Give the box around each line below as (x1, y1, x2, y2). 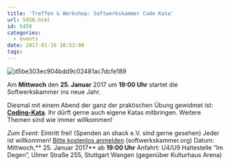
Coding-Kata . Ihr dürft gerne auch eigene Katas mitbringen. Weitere (7, 108, 202, 117)
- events (13, 36, 39, 43)
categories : (7, 29, 41, 36)
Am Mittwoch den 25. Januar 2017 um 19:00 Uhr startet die (7, 80, 178, 88)
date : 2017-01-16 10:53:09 (7, 42, 85, 49)
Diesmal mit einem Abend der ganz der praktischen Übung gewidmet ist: (7, 101, 213, 109)
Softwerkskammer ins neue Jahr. (7, 87, 101, 96)
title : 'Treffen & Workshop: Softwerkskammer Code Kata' (7, 10, 174, 17)
